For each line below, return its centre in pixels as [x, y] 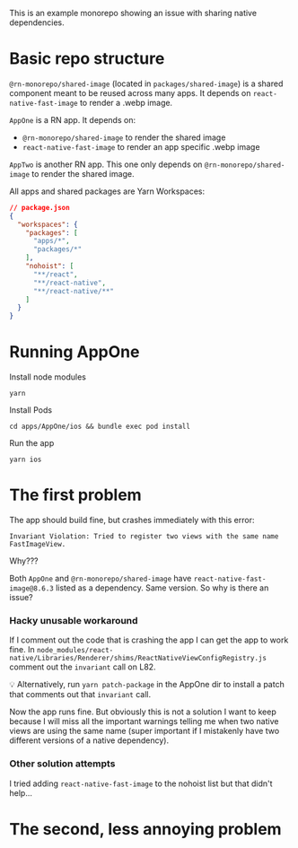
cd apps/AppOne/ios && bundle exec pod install [100, 427]
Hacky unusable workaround [74, 620]
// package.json [39, 207]
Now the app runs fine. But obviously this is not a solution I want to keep [143, 712]
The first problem [75, 495]
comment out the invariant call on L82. [83, 667]
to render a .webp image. [126, 102]
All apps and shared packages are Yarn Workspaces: [107, 191]
